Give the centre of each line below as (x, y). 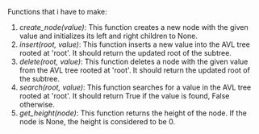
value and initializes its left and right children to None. (109, 36)
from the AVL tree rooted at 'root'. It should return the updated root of (135, 70)
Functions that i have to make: (57, 12)
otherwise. (37, 105)
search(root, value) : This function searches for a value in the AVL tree (135, 87)
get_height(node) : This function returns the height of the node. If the (133, 113)
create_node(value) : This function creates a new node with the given (134, 27)
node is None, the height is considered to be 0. (97, 121)
